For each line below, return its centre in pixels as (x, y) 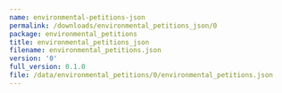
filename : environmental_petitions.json (86, 50)
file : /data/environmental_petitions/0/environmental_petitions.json (141, 75)
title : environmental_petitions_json (79, 42)
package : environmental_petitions (74, 34)
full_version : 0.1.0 (48, 67)
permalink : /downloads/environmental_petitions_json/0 (113, 26)
